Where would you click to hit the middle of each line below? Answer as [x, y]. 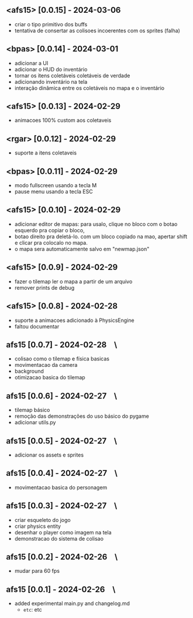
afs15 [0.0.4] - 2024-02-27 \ [62, 473]
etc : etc [32, 610]
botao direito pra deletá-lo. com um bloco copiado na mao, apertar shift [101, 236]
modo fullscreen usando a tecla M [56, 186]
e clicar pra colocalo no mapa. [51, 242]
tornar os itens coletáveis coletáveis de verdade [72, 75]
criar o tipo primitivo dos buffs [51, 24]
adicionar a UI [31, 63]
